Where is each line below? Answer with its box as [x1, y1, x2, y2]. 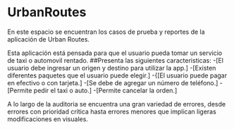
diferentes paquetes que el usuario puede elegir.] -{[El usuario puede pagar [7, 71, 228, 80]
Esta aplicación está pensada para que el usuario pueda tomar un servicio [7, 49, 223, 57]
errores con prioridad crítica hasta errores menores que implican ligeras [7, 107, 216, 116]
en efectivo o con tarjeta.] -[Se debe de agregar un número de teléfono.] [7, 78, 218, 87]
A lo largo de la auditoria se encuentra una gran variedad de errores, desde [7, 99, 226, 108]
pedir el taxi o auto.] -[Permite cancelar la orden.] [33, 86, 178, 94]
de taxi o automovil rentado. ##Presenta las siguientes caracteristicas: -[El [7, 56, 224, 64]
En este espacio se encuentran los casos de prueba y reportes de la [7, 27, 206, 36]
